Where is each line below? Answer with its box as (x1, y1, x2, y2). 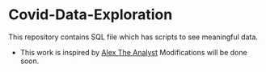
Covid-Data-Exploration (8, 6, 173, 24)
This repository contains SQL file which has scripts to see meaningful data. (8, 32, 259, 42)
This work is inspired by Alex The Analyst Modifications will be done (19, 47, 248, 57)
